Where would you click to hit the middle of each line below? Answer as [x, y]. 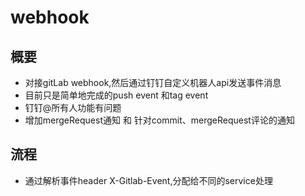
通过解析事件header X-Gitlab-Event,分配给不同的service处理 [148, 180]
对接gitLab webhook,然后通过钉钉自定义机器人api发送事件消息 [153, 82]
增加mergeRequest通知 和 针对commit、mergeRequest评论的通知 [159, 120]
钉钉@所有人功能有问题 [73, 107]
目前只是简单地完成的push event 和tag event [116, 95]
